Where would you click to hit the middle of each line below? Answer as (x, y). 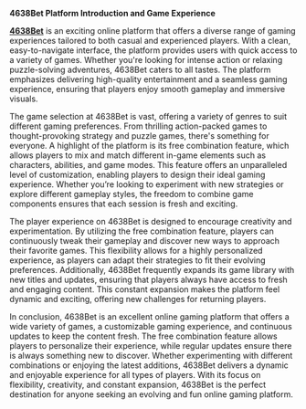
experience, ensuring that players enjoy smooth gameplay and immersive (148, 89)
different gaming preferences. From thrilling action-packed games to (138, 126)
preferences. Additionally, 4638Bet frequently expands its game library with (152, 270)
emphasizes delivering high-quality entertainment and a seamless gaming (148, 79)
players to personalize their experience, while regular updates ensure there (151, 346)
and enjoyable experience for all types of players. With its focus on (135, 375)
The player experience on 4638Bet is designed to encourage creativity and (151, 221)
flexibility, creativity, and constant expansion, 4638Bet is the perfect (138, 384)
